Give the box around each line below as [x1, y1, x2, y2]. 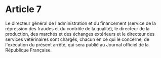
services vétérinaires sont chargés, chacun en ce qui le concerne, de [5, 36, 150, 42]
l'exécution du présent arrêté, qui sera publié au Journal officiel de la [5, 41, 149, 47]
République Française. [5, 47, 52, 53]
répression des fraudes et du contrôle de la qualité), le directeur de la [5, 25, 150, 31]
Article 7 [5, 4, 42, 15]
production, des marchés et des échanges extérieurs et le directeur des [5, 31, 155, 37]
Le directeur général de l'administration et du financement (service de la [5, 20, 156, 26]
